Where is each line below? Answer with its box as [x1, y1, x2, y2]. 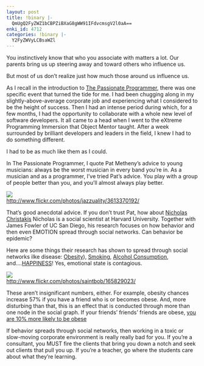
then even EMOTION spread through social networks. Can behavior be [6, 228, 183, 235]
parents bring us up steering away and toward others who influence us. [6, 60, 186, 68]
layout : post [6, 9, 40, 15]
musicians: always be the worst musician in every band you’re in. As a [6, 166, 182, 173]
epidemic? [6, 235, 32, 242]
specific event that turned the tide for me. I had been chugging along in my [6, 91, 194, 98]
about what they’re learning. [6, 353, 77, 360]
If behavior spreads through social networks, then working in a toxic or [6, 327, 184, 334]
